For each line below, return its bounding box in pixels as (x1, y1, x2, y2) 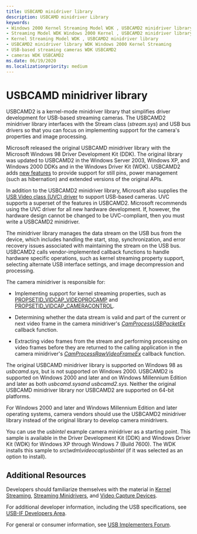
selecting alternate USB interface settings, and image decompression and (6, 261, 185, 268)
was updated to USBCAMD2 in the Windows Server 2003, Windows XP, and (6, 157, 190, 164)
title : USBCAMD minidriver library (6, 8, 93, 15)
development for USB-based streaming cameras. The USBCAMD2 (6, 114, 166, 121)
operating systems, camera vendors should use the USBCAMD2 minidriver (6, 410, 186, 418)
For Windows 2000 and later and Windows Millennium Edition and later (6, 404, 178, 412)
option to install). (6, 453, 47, 460)
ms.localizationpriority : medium (6, 63, 88, 69)
